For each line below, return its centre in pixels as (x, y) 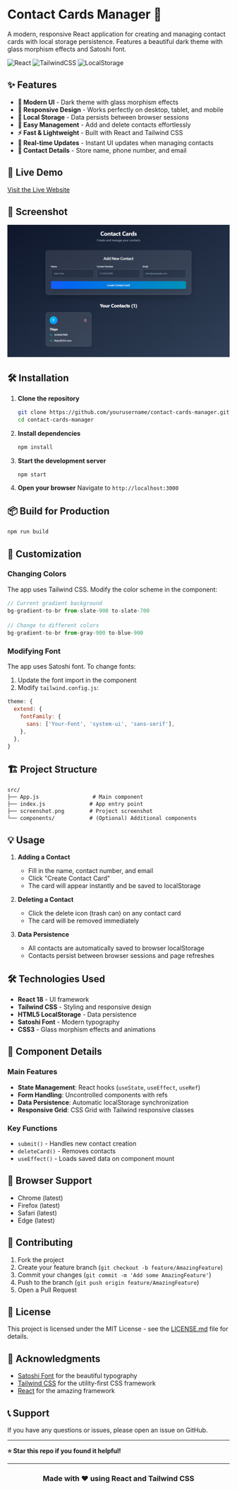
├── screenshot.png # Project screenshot (80, 812)
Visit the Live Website (39, 190)
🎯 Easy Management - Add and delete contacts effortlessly (104, 125)
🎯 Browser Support (50, 1181)
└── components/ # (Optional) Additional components (102, 819)
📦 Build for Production (59, 511)
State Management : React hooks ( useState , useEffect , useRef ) (109, 1087)
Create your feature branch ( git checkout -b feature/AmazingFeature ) (120, 1267)
